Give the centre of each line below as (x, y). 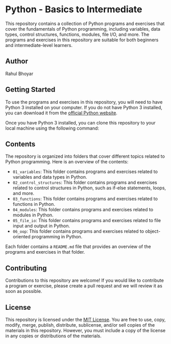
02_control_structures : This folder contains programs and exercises (85, 183)
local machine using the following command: (52, 128)
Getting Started (30, 90)
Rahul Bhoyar (19, 73)
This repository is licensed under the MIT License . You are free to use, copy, (86, 320)
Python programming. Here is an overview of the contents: (67, 162)
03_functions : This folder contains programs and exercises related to (85, 199)
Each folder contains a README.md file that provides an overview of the (78, 247)
